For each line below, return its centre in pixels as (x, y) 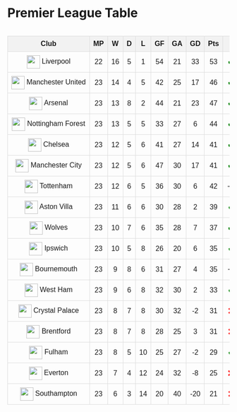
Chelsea (56, 145)
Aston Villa (56, 207)
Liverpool (56, 61)
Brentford (56, 331)
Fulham (56, 352)
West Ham (56, 290)
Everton (56, 373)
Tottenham (56, 186)
